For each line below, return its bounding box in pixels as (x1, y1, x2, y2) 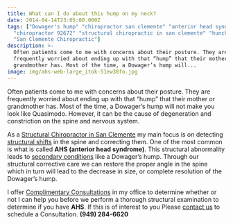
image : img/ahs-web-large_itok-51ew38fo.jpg (7, 68, 138, 75)
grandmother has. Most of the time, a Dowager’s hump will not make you (7, 102, 215, 110)
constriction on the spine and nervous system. (7, 117, 140, 125)
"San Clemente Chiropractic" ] (13, 36, 101, 43)
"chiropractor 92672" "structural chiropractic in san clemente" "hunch (13, 29, 228, 37)
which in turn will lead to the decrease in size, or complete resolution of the (7, 167, 223, 175)
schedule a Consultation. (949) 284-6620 (7, 209, 129, 218)
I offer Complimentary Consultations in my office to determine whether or (7, 188, 217, 196)
